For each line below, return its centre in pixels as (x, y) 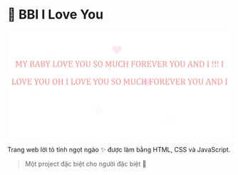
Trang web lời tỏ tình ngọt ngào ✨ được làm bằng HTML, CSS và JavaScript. (119, 149)
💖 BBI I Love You (56, 15)
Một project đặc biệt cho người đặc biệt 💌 (86, 164)
